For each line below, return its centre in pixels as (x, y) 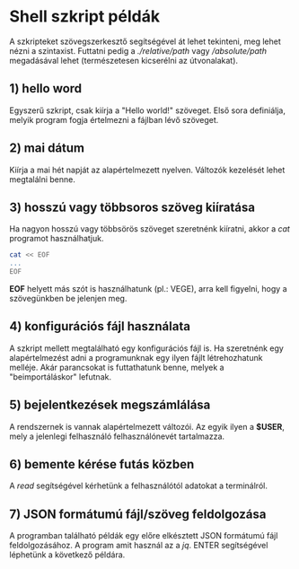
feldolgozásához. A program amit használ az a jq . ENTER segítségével (139, 546)
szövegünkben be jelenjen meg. (68, 298)
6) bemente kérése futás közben (102, 464)
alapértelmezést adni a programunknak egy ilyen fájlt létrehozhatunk (136, 357)
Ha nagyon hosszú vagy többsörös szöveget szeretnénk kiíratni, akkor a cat (149, 229)
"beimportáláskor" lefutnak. (61, 376)
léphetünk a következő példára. (67, 555)
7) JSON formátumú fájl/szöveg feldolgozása (138, 514)
